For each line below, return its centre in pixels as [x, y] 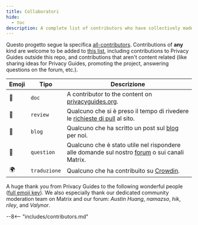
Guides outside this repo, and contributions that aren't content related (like [97, 57]
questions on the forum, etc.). [42, 70]
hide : [13, 17]
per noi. [77, 135]
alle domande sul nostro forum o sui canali [126, 153]
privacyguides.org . [93, 102]
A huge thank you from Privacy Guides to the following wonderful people [95, 187]
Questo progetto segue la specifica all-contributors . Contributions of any [95, 45]
